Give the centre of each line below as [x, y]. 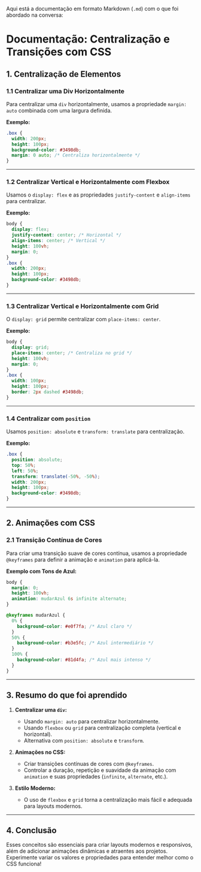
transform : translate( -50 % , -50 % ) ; [56, 476]
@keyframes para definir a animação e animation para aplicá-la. [83, 559]
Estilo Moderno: [35, 788]
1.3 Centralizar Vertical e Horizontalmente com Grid [83, 306]
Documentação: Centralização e [88, 39]
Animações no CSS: [40, 752]
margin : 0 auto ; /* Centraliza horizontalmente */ [76, 155]
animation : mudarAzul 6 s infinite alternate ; [69, 599]
